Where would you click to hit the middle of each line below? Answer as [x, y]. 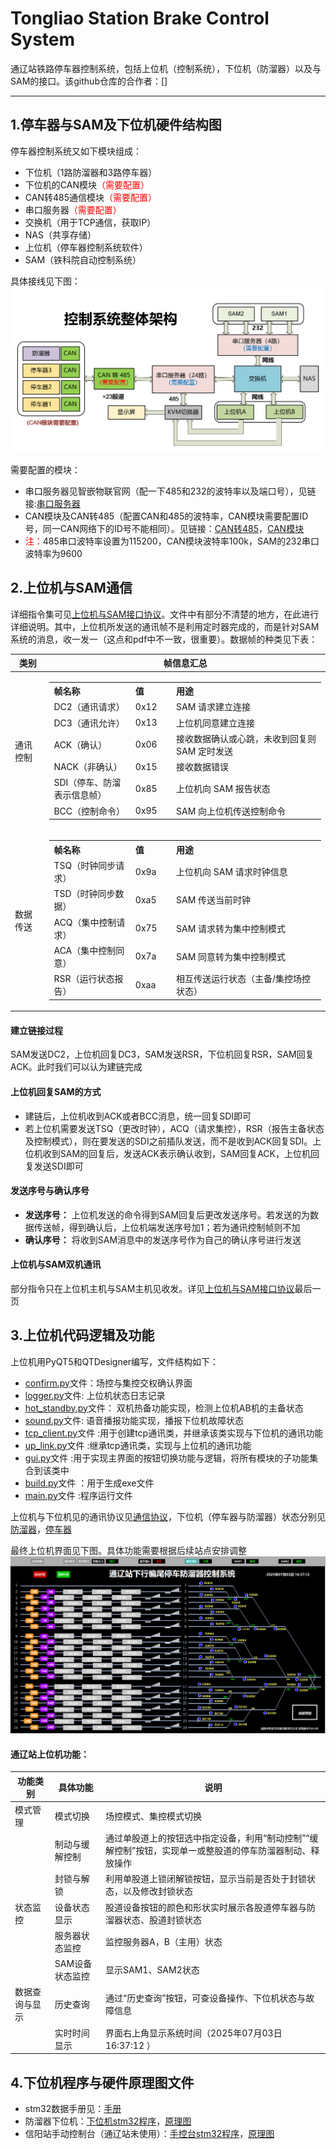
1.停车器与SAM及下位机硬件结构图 [116, 125]
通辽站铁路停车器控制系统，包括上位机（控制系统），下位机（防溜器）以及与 [166, 68]
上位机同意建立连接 [215, 723]
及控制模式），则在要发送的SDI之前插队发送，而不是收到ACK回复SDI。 [168, 1141]
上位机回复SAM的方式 [56, 1091]
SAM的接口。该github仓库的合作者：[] [89, 81]
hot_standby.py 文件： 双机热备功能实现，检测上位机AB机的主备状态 [164, 1408]
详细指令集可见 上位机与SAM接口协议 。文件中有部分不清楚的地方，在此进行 [165, 614]
